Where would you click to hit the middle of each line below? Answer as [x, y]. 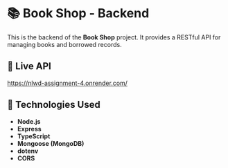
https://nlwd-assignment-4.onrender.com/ [68, 83]
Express [29, 129]
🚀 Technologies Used [54, 105]
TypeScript [34, 136]
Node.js [29, 121]
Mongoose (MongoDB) [51, 143]
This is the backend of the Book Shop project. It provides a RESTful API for [114, 37]
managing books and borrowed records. [65, 44]
